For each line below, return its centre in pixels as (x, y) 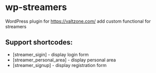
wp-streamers (36, 7)
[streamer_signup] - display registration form (59, 65)
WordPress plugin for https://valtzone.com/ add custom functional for (78, 21)
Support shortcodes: (39, 43)
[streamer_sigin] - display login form (51, 54)
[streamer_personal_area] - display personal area (64, 60)
